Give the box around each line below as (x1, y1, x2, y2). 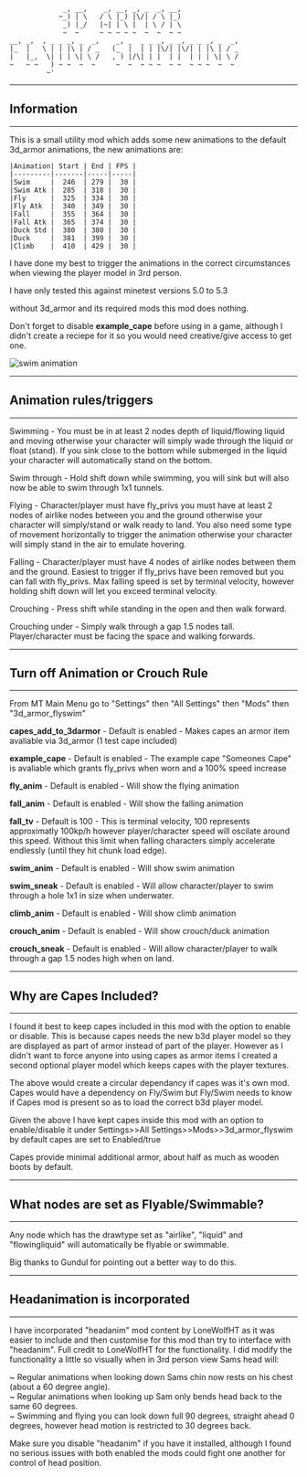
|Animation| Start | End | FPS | (9, 161, 137, 171)
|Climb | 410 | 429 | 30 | (9, 241, 137, 250)
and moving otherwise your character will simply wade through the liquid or (9, 435, 294, 446)
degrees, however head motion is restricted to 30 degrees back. (9, 1419, 251, 1430)
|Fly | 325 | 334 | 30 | (9, 193, 137, 203)
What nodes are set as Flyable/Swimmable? (9, 1196, 265, 1212)
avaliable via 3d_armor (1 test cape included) (9, 736, 178, 747)
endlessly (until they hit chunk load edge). (9, 845, 167, 856)
